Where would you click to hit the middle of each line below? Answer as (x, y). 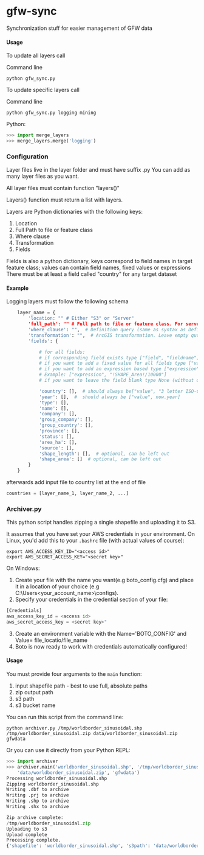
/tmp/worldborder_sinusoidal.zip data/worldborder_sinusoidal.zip (92, 734)
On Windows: (23, 568)
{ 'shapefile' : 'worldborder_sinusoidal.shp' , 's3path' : (78, 846)
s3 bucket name (35, 705)
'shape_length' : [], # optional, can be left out (104, 454)
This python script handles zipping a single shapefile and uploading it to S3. (101, 522)
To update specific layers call (43, 90)
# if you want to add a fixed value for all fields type (112, 364)
